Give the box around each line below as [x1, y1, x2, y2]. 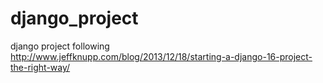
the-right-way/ [10, 61, 71, 73]
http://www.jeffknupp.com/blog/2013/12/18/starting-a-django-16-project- [10, 50, 313, 62]
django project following [10, 40, 110, 52]
